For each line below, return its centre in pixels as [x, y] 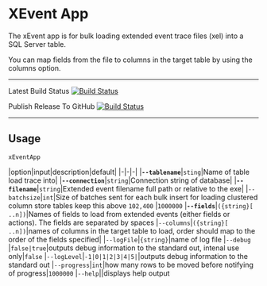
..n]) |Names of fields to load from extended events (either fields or [119, 214]
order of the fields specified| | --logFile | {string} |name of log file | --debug [130, 239]
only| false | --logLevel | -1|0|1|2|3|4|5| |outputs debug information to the [128, 256]
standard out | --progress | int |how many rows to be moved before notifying [131, 265]
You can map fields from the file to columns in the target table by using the [130, 60]
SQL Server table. [37, 44]
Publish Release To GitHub [52, 106]
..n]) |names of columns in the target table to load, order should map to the [132, 230]
